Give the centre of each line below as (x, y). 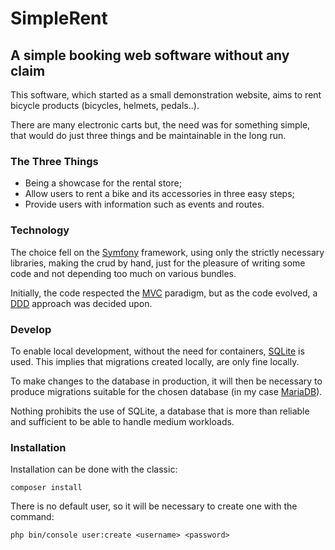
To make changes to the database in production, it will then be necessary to (166, 381)
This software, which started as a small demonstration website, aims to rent (166, 95)
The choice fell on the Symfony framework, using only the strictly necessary (167, 252)
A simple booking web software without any (150, 55)
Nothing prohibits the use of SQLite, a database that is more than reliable (160, 411)
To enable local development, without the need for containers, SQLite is (157, 351)
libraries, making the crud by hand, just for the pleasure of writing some (158, 263)
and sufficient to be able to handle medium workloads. (122, 421)
